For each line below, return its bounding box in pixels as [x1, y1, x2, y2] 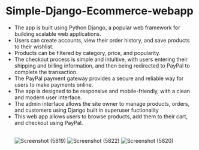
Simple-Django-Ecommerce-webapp [5, 4, 194, 18]
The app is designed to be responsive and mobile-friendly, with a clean [14, 87, 190, 94]
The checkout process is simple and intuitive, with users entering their [14, 56, 188, 63]
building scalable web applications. [14, 30, 101, 37]
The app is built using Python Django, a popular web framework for [14, 24, 180, 31]
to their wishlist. [14, 43, 54, 50]
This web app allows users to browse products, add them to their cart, [14, 112, 188, 120]
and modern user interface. [14, 94, 82, 101]
